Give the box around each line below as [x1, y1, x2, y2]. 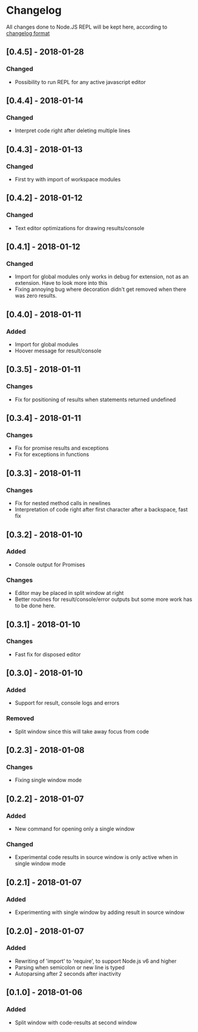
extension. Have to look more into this [14, 280, 108, 287]
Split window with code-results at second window [14, 1019, 137, 1026]
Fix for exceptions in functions [14, 451, 89, 458]
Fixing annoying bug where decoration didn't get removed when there [14, 286, 187, 293]
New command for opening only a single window [14, 825, 135, 832]
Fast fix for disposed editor [14, 650, 81, 658]
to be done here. [14, 602, 56, 609]
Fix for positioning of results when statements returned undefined [14, 396, 177, 403]
